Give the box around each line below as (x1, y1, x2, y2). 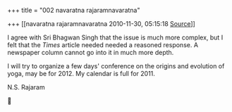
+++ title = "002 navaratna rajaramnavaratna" (7, 6, 140, 14)
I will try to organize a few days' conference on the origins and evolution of (7, 62, 225, 70)
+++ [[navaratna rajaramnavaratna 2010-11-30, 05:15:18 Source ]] (7, 20, 195, 27)
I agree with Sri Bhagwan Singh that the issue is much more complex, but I (7, 33, 224, 42)
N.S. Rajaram (7, 83, 45, 91)
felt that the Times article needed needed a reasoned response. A (7, 41, 199, 49)
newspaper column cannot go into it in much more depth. (7, 49, 174, 56)
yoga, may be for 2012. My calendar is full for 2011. (7, 70, 155, 77)
